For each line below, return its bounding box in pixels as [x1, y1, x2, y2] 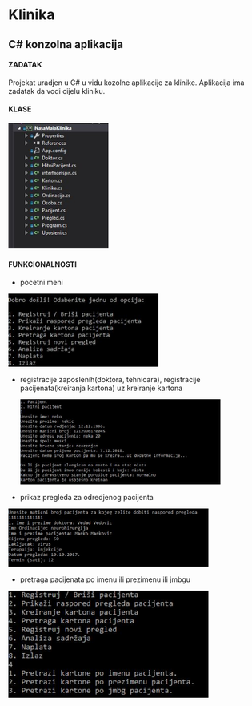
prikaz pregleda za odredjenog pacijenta [19, 492, 154, 502]
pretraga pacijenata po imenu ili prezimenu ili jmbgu [19, 575, 190, 584]
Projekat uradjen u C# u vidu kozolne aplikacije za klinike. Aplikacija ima [8, 78, 245, 87]
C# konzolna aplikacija [8, 38, 124, 51]
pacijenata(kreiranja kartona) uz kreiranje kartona [19, 383, 183, 393]
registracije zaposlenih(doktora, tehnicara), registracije [19, 375, 201, 385]
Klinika [8, 6, 55, 24]
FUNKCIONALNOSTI [8, 260, 78, 269]
